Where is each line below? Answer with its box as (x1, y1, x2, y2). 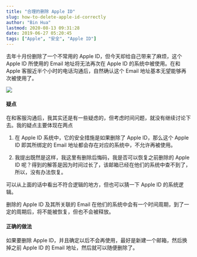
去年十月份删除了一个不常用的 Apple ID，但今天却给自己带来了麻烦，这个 (6, 53, 183, 59)
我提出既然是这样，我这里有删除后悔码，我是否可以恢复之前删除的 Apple (14, 154, 190, 161)
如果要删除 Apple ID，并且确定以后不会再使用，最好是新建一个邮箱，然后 (6, 237, 183, 244)
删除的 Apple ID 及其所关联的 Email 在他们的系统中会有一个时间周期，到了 (6, 201, 185, 208)
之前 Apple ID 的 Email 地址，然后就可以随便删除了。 (11, 244, 138, 251)
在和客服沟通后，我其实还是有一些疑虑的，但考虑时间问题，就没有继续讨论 (6, 114, 186, 121)
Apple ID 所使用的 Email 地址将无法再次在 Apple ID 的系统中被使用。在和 (6, 60, 181, 67)
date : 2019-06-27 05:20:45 (6, 31, 72, 36)
